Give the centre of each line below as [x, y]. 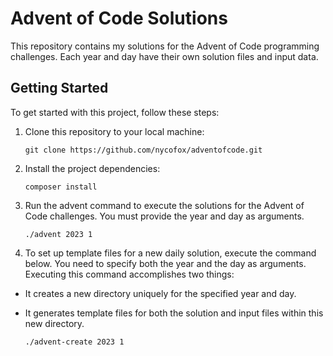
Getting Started [59, 88]
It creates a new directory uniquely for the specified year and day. [160, 293]
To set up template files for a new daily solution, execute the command [170, 253]
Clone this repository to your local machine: [114, 131]
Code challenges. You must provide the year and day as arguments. [164, 216]
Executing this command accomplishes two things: [129, 274]
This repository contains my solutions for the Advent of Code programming [165, 46]
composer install [61, 187]
